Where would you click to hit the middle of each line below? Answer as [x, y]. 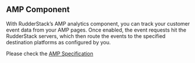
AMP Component [38, 10]
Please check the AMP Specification [50, 53]
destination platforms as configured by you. [58, 42]
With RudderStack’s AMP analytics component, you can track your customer [98, 23]
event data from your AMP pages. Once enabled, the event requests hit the [96, 30]
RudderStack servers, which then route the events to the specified [86, 36]
